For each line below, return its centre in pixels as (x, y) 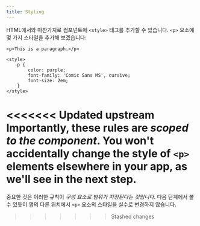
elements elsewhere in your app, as (97, 166)
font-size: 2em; (48, 80)
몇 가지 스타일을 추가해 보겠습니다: (46, 37)
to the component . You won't (80, 140)
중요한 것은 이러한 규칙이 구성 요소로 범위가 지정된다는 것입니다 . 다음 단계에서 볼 (100, 196)
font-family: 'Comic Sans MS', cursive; (79, 75)
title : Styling (25, 12)
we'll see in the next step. (71, 179)
